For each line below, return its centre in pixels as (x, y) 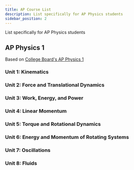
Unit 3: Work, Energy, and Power (44, 98)
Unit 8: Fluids (21, 163)
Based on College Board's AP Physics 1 (44, 59)
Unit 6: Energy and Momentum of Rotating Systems (67, 137)
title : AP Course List (28, 9)
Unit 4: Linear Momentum (36, 111)
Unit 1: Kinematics (27, 72)
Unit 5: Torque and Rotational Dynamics (53, 124)
